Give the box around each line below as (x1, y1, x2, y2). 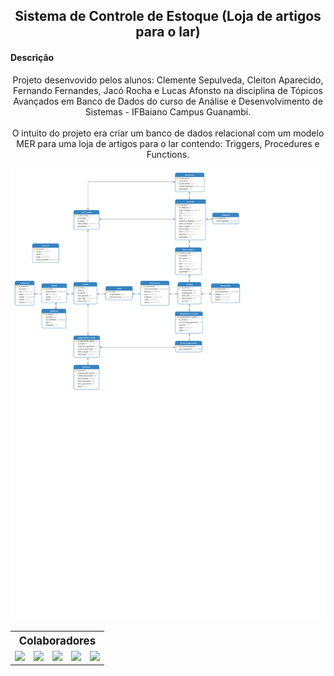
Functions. (146, 148, 190, 160)
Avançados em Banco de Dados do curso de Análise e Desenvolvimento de (13, 95, 323, 107)
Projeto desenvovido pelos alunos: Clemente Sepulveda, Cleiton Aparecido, (12, 74, 324, 86)
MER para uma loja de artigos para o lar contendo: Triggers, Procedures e (16, 137, 320, 149)
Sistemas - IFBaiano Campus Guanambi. (84, 105, 252, 118)
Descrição (10, 51, 55, 63)
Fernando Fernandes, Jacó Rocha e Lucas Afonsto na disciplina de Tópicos (13, 84, 323, 96)
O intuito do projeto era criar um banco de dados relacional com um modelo (11, 127, 325, 139)
